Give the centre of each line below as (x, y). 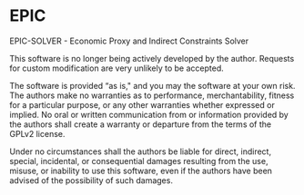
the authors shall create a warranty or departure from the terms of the (140, 124)
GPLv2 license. (37, 133)
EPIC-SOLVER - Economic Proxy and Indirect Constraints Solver (129, 41)
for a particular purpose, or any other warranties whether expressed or (142, 104)
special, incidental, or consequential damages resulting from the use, (139, 161)
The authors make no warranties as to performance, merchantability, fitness (152, 95)
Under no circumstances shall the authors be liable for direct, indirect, (140, 151)
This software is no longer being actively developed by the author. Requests (152, 58)
